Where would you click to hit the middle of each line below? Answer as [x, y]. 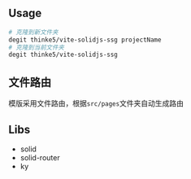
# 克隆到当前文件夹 [37, 47]
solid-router [40, 157]
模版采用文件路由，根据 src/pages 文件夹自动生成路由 [96, 103]
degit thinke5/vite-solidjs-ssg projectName [85, 40]
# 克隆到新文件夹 [33, 32]
